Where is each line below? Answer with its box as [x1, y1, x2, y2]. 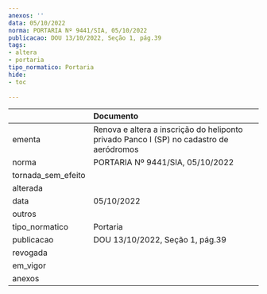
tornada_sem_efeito [12, 170, 86, 181]
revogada [12, 247, 48, 258]
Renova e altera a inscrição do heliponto [93, 124, 244, 135]
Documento [93, 110, 139, 122]
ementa [12, 134, 41, 145]
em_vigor [12, 260, 46, 271]
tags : [8, 41, 26, 49]
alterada [12, 183, 44, 194]
